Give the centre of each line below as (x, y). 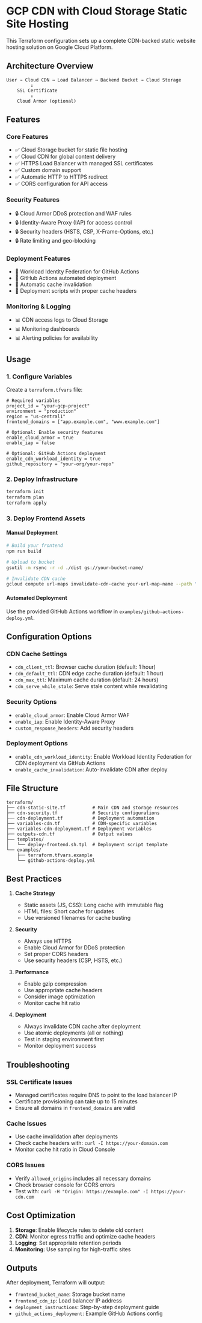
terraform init (25, 492)
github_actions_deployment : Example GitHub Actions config (89, 1313)
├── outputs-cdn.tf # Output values (70, 834)
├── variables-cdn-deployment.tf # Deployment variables (79, 829)
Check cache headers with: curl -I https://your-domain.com (91, 1143)
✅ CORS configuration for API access (61, 184)
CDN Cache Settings (37, 654)
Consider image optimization (60, 996)
